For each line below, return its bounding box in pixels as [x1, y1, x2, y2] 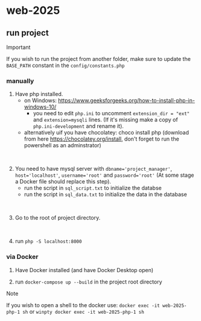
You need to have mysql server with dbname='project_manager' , [14, 165, 173, 173]
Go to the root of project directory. [14, 214, 101, 221]
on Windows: [24, 97, 57, 104]
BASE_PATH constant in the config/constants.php [6, 62, 125, 69]
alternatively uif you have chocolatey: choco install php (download [24, 129, 189, 136]
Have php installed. [14, 91, 63, 98]
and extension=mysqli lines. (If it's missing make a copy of [33, 116, 178, 124]
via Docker [6, 253, 39, 261]
